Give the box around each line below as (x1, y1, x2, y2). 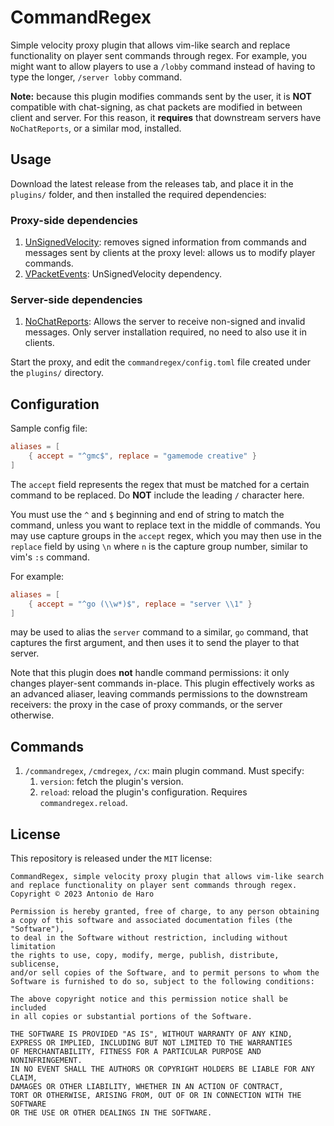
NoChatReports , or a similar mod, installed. (10, 122, 182, 134)
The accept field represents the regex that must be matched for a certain (10, 478, 310, 490)
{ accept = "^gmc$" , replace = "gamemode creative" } (28, 451, 257, 461)
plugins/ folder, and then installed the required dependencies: (10, 188, 267, 200)
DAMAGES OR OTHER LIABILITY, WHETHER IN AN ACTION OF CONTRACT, (10, 1082, 284, 1092)
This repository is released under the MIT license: (10, 852, 213, 865)
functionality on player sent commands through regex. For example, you (10, 49, 308, 61)
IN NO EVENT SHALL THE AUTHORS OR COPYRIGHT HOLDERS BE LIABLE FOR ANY (10, 1064, 315, 1075)
